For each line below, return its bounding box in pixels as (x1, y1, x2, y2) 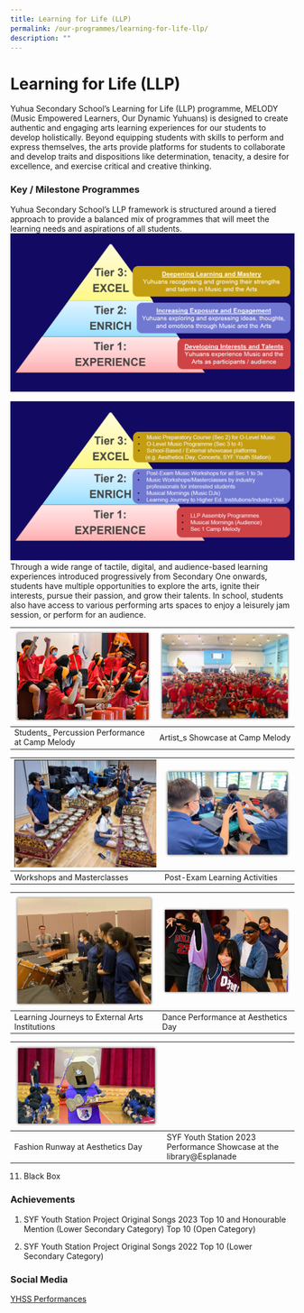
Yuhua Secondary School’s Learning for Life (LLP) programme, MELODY (10, 104, 279, 115)
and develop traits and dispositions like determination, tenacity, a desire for (10, 151, 290, 162)
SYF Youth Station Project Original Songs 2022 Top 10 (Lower (23, 1241, 253, 1252)
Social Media (10, 1272, 69, 1285)
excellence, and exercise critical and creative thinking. (10, 161, 212, 171)
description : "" (10, 33, 71, 42)
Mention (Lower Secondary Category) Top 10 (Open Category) (23, 1223, 256, 1235)
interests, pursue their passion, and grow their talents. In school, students (10, 591, 283, 601)
